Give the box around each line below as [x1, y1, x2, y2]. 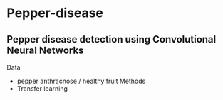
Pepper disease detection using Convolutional [6, 33, 217, 45]
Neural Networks [6, 44, 84, 56]
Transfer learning [16, 84, 68, 93]
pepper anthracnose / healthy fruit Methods [16, 77, 146, 85]
